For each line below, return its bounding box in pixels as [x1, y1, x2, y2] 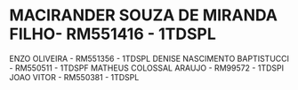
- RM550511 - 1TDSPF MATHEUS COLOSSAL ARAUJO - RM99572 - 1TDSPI [9, 63, 285, 73]
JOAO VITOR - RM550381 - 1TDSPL [9, 71, 140, 82]
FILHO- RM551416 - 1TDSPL [9, 24, 216, 44]
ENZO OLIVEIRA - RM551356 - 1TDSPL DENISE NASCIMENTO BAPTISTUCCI [9, 53, 290, 64]
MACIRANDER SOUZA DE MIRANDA [9, 5, 278, 26]
